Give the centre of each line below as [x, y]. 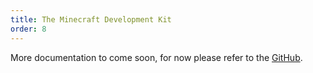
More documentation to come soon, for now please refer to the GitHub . [156, 57]
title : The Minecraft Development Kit [91, 19]
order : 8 [28, 29]
